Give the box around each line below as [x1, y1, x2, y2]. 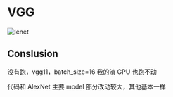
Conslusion [7, 48, 58, 60]
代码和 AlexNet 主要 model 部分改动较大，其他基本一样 [7, 82, 167, 91]
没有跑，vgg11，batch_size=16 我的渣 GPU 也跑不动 [7, 67, 157, 76]
